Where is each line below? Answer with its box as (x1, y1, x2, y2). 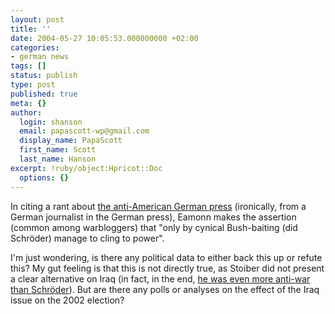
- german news (10, 52, 70, 62)
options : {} (19, 172, 70, 183)
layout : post (10, 14, 65, 25)
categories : (10, 42, 60, 53)
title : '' (10, 24, 52, 34)
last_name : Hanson (19, 154, 97, 164)
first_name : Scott (19, 145, 97, 155)
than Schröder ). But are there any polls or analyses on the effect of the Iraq (10, 283, 320, 295)
